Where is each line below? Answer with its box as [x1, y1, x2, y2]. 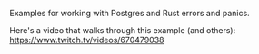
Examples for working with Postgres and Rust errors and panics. [9, 8, 250, 18]
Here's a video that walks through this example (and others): [9, 25, 236, 35]
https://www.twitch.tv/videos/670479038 [9, 35, 164, 45]
